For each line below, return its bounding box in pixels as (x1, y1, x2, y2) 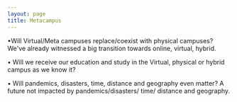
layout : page (7, 10, 46, 18)
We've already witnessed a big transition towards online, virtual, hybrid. (7, 44, 216, 52)
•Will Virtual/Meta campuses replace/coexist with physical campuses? (7, 36, 214, 45)
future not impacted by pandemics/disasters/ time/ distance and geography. (7, 86, 231, 95)
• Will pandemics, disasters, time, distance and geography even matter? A (7, 79, 224, 87)
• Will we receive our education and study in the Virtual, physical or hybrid (7, 57, 225, 66)
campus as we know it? (7, 65, 76, 74)
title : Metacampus (7, 17, 62, 24)
